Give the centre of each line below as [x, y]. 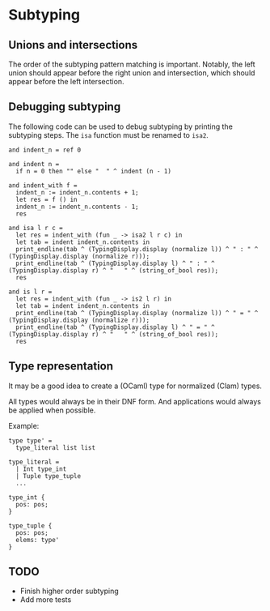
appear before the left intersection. [66, 81]
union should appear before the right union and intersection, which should [132, 73]
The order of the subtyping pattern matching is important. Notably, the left [132, 64]
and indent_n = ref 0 [45, 150]
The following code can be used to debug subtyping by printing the [120, 126]
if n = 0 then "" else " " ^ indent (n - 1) [94, 171]
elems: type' [38, 540]
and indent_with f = [43, 185]
